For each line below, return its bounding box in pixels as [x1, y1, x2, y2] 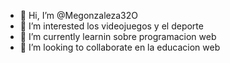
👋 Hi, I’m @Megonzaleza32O [19, 10, 139, 21]
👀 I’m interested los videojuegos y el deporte [19, 20, 204, 32]
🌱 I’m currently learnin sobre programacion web [19, 31, 217, 42]
